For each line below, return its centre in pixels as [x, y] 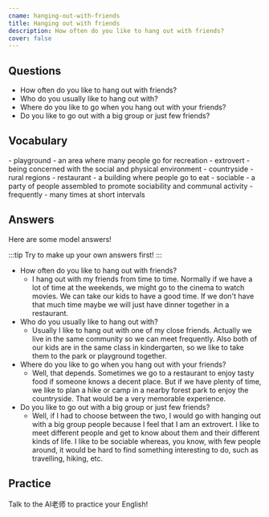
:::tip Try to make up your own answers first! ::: [85, 255]
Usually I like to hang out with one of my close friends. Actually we [142, 330]
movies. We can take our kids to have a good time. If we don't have [143, 296]
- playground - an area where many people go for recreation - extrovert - [129, 160]
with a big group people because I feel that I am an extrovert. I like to [145, 424]
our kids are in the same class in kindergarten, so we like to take [138, 347]
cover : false [30, 38]
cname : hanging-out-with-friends [64, 16]
